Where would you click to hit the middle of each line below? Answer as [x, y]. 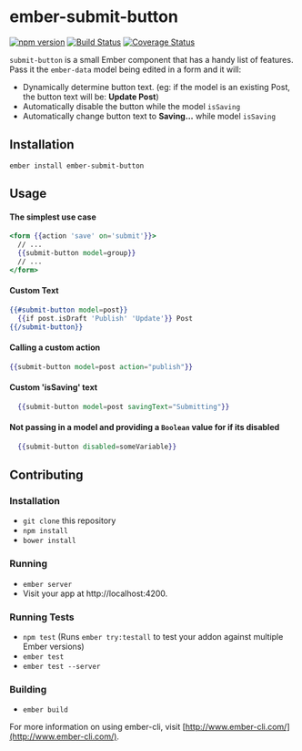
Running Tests [42, 617]
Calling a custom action [55, 347]
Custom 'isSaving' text [54, 387]
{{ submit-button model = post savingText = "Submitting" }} [124, 406]
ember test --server [61, 667]
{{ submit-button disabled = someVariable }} [97, 447]
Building [28, 689]
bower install [49, 541]
